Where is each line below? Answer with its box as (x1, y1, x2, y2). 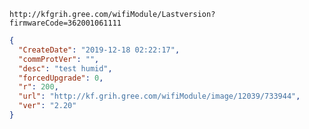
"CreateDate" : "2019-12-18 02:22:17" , (18, 45, 181, 55)
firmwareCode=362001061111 (9, 18, 122, 28)
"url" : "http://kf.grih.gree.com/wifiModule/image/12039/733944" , (18, 91, 301, 102)
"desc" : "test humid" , (18, 63, 113, 74)
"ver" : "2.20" (18, 101, 77, 111)
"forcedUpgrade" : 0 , (18, 73, 104, 83)
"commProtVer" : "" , (18, 54, 100, 64)
